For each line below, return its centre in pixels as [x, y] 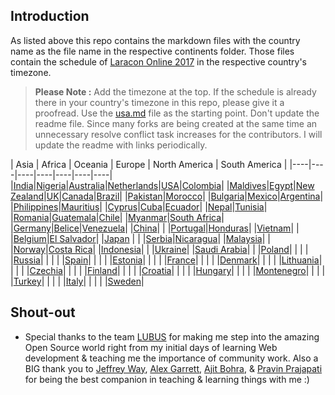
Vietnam [274, 228]
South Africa [195, 217]
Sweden [124, 281]
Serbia [159, 238]
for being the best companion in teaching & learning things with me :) [167, 379]
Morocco [184, 196]
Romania [31, 217]
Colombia [201, 185]
